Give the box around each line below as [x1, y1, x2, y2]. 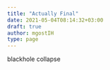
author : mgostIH [7, 29, 54, 37]
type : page [7, 36, 39, 43]
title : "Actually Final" [7, 10, 79, 17]
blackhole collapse [7, 55, 61, 63]
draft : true [7, 23, 42, 30]
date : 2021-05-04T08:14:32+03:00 [7, 17, 104, 24]
